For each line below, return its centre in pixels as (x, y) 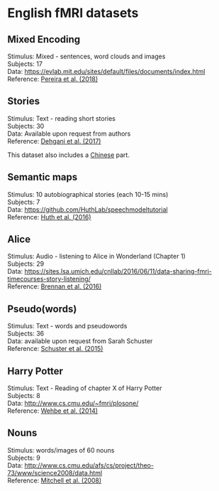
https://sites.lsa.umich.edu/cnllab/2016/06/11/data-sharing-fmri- (118, 271)
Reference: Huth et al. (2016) (49, 217)
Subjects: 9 (24, 458)
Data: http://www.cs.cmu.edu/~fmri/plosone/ (73, 404)
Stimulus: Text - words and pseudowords (67, 326)
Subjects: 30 (26, 126)
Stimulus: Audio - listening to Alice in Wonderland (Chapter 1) (96, 257)
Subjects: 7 (24, 202)
